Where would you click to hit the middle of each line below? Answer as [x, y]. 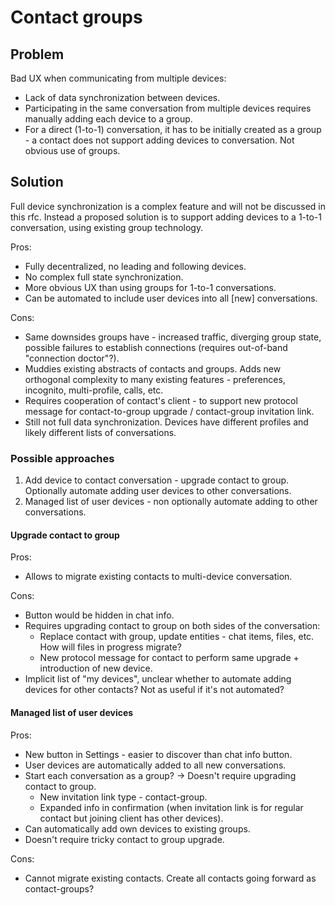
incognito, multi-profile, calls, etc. [94, 390]
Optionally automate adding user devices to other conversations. [158, 491]
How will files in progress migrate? [110, 647]
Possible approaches [62, 458]
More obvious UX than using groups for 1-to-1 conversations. [150, 287]
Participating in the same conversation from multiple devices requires [168, 108]
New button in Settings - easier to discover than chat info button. [158, 754]
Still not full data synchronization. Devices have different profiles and [166, 422]
